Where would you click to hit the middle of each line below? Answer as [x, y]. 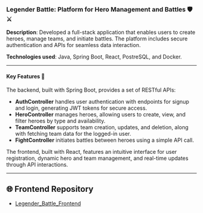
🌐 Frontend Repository [50, 189]
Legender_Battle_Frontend [48, 203]
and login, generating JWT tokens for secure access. [81, 108]
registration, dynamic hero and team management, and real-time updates [97, 158]
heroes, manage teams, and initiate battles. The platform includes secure [97, 39]
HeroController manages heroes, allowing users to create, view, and [100, 114]
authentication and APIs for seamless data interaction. [73, 45]
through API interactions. [37, 164]
